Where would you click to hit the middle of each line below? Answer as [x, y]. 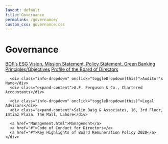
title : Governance [25, 15]
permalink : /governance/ [32, 19]
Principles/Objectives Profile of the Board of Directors [62, 69]
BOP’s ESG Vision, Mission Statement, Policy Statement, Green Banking [80, 64]
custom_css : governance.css [35, 24]
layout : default [22, 10]
